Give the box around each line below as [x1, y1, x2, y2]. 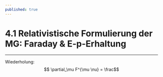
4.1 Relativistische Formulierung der [5, 28, 153, 39]
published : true [5, 7, 38, 12]
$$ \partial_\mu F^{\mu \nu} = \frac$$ [44, 66, 119, 72]
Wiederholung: [5, 59, 35, 64]
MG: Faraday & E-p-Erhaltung [5, 38, 127, 49]
